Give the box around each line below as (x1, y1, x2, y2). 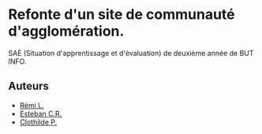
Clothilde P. (19, 117, 58, 127)
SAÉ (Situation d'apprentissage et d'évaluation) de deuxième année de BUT (8, 48, 254, 58)
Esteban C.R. (19, 109, 62, 118)
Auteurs (8, 80, 50, 93)
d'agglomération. (8, 22, 125, 40)
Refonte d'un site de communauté (8, 6, 235, 24)
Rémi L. (19, 100, 45, 110)
